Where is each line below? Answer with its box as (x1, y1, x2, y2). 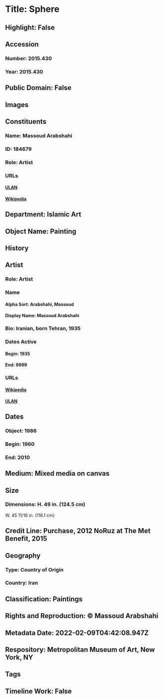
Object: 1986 (5, 427, 37, 434)
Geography (5, 551, 41, 559)
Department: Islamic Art (5, 210, 81, 219)
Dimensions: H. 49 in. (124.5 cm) (5, 501, 85, 508)
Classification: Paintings (5, 595, 83, 603)
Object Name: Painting (5, 227, 77, 235)
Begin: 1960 (5, 440, 35, 447)
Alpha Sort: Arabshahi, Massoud (5, 301, 74, 307)
